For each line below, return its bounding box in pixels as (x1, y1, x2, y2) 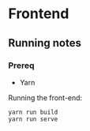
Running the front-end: (8, 92, 83, 103)
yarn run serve (8, 115, 58, 123)
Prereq (8, 60, 35, 71)
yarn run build (8, 108, 58, 116)
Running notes (8, 36, 81, 50)
